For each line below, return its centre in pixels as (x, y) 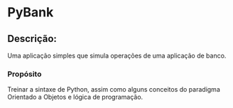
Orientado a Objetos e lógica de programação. (75, 97)
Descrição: (32, 39)
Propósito (25, 74)
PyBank (31, 12)
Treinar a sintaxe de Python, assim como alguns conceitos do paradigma (114, 90)
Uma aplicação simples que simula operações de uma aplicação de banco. (117, 55)
